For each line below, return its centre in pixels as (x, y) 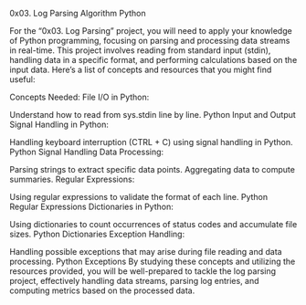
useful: (22, 79)
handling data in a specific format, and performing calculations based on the (153, 60)
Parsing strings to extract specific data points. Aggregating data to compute (152, 169)
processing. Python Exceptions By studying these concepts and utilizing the (153, 261)
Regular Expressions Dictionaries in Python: (91, 206)
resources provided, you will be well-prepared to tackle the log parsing (143, 271)
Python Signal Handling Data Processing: (87, 152)
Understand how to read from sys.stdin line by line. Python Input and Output (153, 115)
